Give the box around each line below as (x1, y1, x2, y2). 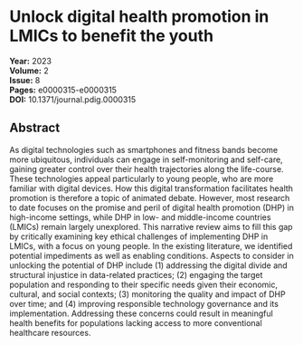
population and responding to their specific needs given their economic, (9, 279, 279, 290)
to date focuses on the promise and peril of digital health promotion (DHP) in (9, 202, 294, 213)
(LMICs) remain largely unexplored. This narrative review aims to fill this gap (9, 221, 293, 232)
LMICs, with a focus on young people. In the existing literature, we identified (9, 240, 293, 251)
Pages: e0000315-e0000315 (9, 84, 118, 95)
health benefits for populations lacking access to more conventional (9, 317, 262, 328)
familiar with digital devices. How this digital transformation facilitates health (9, 183, 294, 194)
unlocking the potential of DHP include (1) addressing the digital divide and (9, 260, 288, 271)
